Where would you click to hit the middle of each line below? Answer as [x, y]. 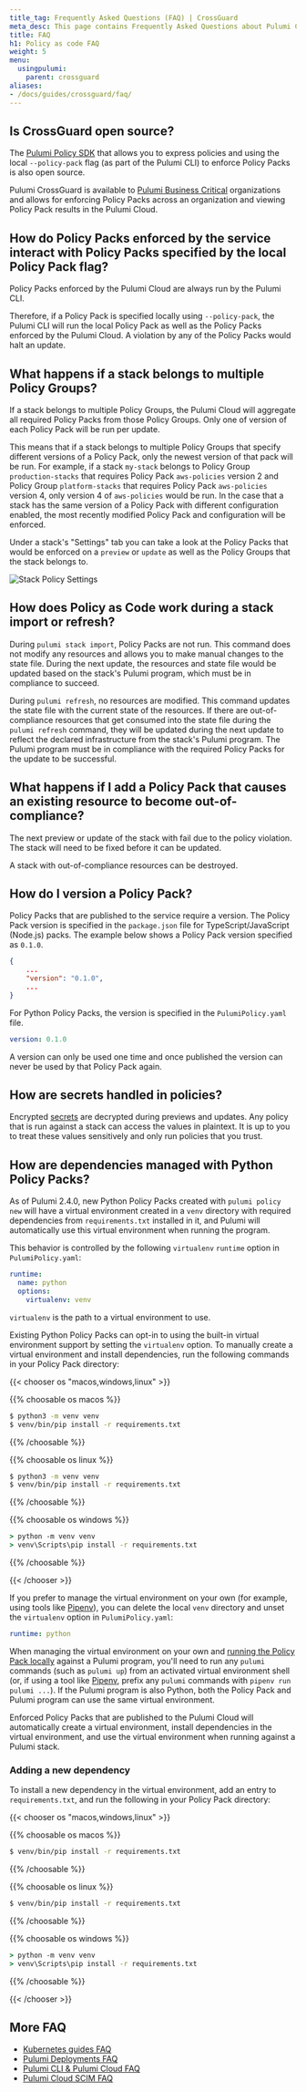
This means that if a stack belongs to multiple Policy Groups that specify [145, 447]
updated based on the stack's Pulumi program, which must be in [131, 673]
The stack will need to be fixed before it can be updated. [115, 847]
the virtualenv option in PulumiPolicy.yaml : [92, 1617]
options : [34, 1291]
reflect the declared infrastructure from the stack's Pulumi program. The [145, 739]
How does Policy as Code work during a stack [142, 608]
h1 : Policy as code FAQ [55, 43]
